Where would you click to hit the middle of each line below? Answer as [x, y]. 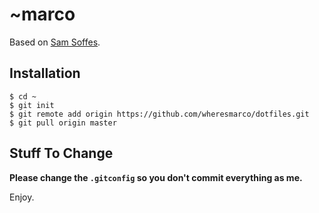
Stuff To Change [61, 153]
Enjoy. [22, 197]
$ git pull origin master [63, 123]
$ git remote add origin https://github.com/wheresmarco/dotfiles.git [159, 114]
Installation [45, 73]
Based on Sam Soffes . [55, 42]
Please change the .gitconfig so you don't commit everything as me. [156, 177]
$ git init [32, 105]
